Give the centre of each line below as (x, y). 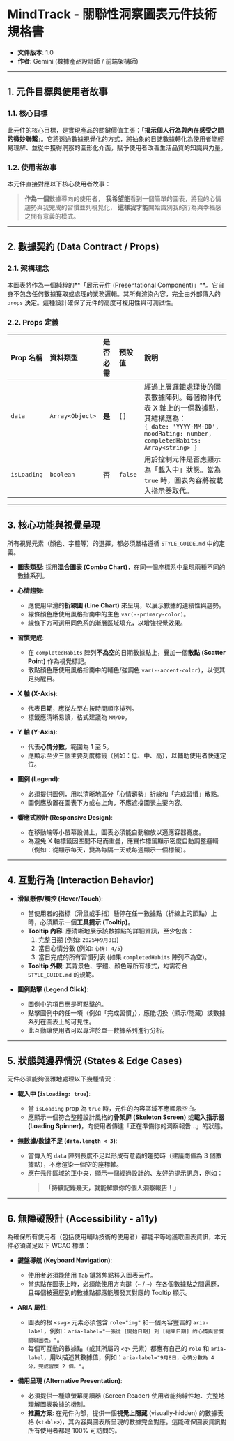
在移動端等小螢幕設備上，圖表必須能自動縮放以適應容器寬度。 (116, 832)
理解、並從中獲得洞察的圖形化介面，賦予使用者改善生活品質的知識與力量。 (120, 147)
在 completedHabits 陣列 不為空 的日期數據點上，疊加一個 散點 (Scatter (127, 652)
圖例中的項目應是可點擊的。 (68, 1004)
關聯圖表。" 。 (46, 1340)
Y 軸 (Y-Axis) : (37, 732)
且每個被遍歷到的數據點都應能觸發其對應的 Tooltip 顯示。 (109, 1293)
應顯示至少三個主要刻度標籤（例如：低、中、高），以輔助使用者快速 (124, 755)
